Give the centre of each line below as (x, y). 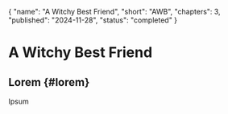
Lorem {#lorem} (49, 82)
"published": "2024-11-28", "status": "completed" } (93, 20)
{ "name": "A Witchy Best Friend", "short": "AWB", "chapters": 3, (114, 12)
